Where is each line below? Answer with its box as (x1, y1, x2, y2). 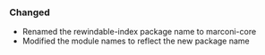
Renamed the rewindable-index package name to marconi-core (21, 27, 257, 37)
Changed (9, 6, 51, 19)
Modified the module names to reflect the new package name (21, 35, 251, 46)
